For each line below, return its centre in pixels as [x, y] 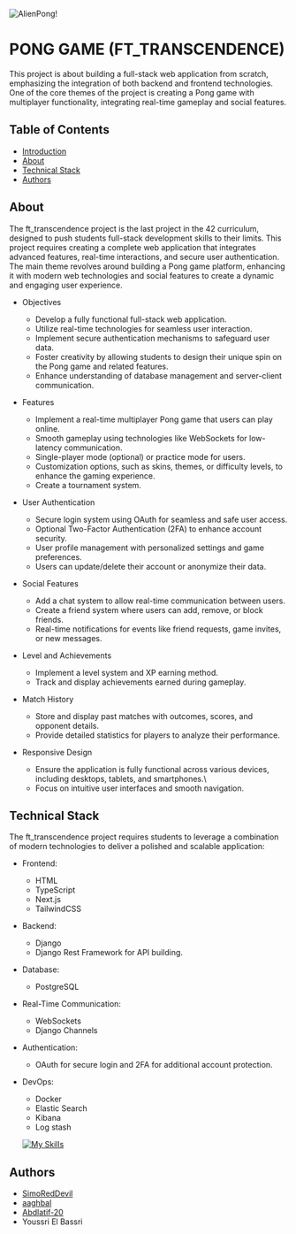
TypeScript [55, 890]
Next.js [48, 900]
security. [51, 538]
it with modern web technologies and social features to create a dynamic [142, 275]
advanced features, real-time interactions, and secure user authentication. [144, 257]
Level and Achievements [67, 655]
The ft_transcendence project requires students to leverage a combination [144, 837]
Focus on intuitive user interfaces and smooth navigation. [140, 788]
